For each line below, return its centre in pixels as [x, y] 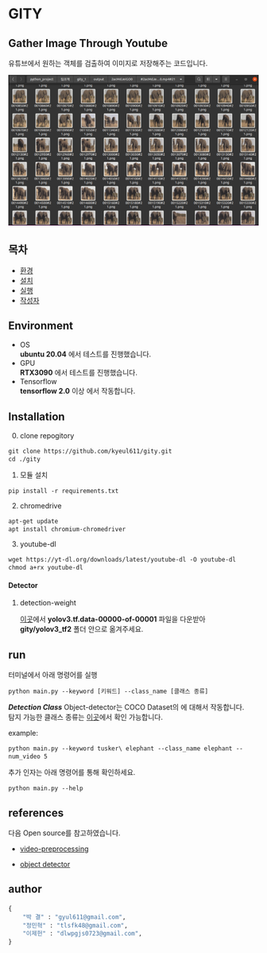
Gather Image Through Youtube [88, 43]
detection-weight [48, 603]
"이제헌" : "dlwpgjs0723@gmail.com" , [83, 934]
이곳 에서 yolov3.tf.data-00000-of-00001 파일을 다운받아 [112, 619]
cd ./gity [25, 459]
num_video [25, 757]
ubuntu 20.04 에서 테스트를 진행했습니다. [85, 354]
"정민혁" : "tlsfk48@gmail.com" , [75, 925]
